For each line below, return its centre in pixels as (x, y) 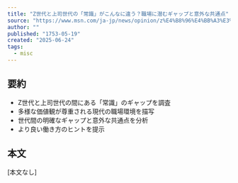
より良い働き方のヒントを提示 (61, 129)
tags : (15, 47)
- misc (23, 54)
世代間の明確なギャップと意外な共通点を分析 (83, 120)
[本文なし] (22, 172)
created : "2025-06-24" (41, 40)
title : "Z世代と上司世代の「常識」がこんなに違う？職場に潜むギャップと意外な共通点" (118, 14)
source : (19, 21)
